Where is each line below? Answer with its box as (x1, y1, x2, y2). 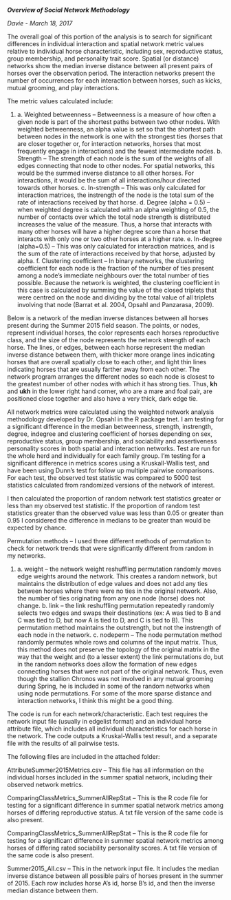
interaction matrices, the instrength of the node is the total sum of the (16, 191, 214, 199)
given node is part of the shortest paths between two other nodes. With (16, 118, 220, 126)
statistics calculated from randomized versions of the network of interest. (7, 481, 215, 489)
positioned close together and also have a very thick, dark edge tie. (7, 395, 198, 402)
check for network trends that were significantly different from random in (7, 544, 214, 552)
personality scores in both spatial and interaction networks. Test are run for (7, 444, 221, 452)
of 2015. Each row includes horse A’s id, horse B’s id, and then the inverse (7, 879, 215, 887)
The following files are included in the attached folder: (7, 753, 160, 760)
